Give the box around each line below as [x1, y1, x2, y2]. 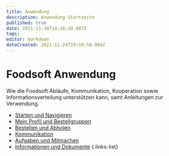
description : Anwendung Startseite [6, 14, 95, 20]
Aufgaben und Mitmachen [14, 136, 79, 143]
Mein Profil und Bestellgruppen [14, 117, 91, 125]
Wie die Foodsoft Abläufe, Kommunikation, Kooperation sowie [6, 87, 158, 94]
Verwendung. [6, 99, 39, 107]
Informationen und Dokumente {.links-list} [14, 143, 118, 150]
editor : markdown [6, 36, 50, 42]
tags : [6, 31, 20, 37]
